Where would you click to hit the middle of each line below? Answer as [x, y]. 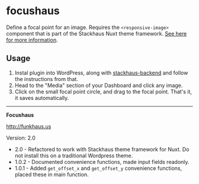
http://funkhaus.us [29, 126]
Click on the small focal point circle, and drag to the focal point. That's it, [103, 91]
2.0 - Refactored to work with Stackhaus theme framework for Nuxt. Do [102, 149]
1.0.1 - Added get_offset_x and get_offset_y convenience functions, [98, 168]
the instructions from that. [46, 79]
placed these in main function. [52, 174]
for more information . [32, 40]
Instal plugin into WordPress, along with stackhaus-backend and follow [101, 73]
